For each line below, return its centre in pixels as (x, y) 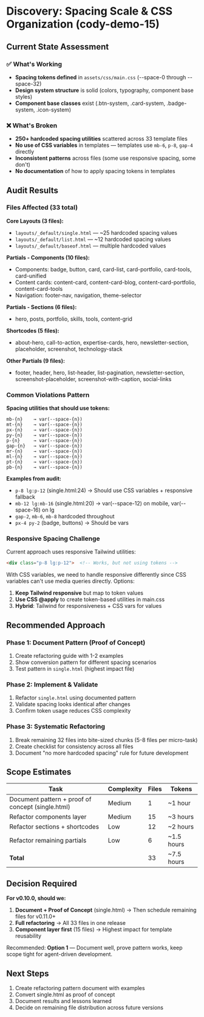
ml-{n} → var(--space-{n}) (45, 457)
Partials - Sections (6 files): (42, 307)
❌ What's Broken (32, 125)
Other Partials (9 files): (36, 360)
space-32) (28, 84)
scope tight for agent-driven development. (59, 954)
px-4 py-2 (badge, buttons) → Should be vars (72, 523)
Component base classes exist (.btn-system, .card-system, (90, 103)
